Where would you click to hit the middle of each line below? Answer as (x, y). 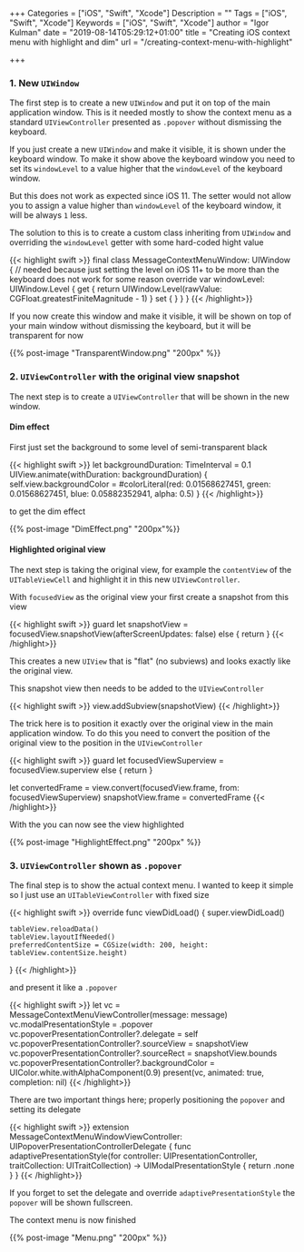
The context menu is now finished (73, 1220)
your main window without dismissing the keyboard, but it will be (130, 326)
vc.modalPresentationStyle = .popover (81, 1024)
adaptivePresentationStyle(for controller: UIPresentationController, (133, 1156)
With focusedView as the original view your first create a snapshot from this (149, 597)
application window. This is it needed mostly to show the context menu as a (151, 113)
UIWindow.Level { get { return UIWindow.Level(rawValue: (116, 289)
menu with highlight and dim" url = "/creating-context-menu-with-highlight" (151, 42)
